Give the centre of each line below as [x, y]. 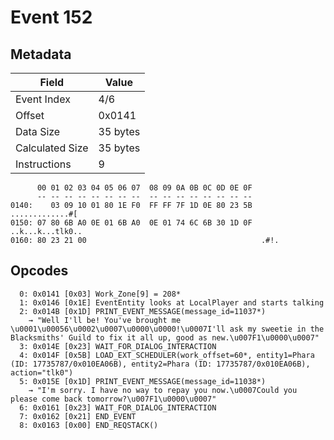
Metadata [41, 54]
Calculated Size [52, 148]
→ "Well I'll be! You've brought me [105, 320]
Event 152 [51, 17]
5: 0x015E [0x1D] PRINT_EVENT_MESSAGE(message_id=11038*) [143, 381]
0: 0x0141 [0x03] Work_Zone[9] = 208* [100, 294]
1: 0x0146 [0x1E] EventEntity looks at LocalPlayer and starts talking [172, 302]
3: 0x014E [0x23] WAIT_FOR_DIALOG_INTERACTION [118, 346]
